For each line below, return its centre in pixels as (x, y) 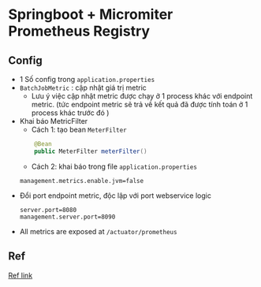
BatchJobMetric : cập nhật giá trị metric (83, 88)
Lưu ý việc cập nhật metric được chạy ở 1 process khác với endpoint (142, 96)
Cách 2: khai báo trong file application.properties (114, 166)
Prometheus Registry (79, 31)
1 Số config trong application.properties (87, 79)
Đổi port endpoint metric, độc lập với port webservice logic (115, 196)
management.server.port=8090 (67, 217)
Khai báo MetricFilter (54, 121)
